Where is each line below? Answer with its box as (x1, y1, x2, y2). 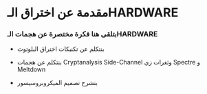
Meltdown (17, 65, 46, 73)
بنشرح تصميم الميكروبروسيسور (17, 79, 98, 87)
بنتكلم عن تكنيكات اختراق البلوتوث (17, 45, 105, 53)
